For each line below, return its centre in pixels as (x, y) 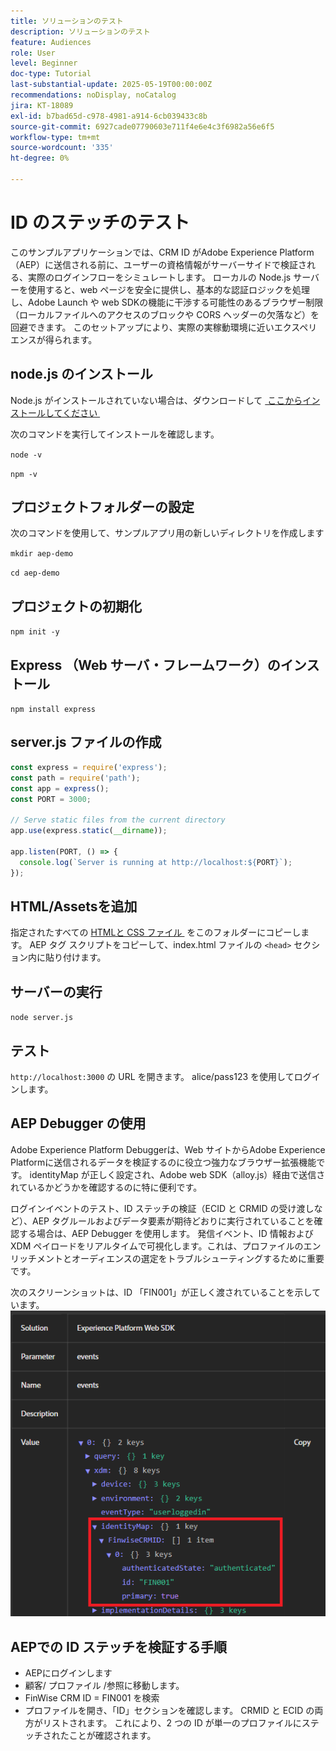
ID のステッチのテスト (100, 222)
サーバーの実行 (56, 991)
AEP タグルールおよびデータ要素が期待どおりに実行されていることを (173, 1221)
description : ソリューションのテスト (80, 31)
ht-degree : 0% (40, 158)
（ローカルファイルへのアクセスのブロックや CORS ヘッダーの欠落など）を (165, 314)
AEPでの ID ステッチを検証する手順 (119, 1646)
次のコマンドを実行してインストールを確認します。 (115, 434)
